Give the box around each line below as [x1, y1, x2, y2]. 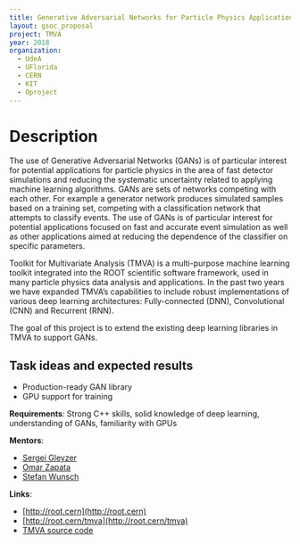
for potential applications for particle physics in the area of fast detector [9, 165, 274, 176]
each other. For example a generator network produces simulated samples [9, 194, 284, 204]
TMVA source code [21, 525, 94, 536]
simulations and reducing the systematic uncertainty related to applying [9, 175, 273, 185]
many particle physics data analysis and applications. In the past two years [9, 277, 286, 288]
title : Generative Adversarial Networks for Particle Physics [9, 12, 246, 22]
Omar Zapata [21, 462, 71, 473]
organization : [9, 46, 62, 55]
